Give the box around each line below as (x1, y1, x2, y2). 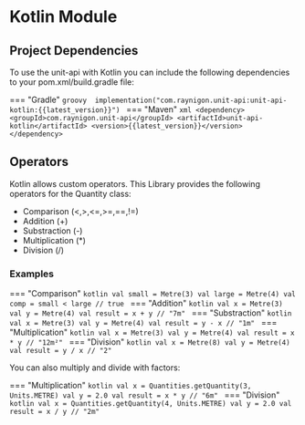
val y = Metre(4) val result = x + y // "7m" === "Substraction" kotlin (9, 307, 292, 318)
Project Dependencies (9, 43, 139, 58)
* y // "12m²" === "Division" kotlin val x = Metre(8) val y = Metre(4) (9, 337, 290, 347)
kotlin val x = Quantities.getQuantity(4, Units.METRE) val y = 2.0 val (9, 399, 292, 409)
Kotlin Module (9, 6, 118, 27)
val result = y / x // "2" (9, 347, 112, 356)
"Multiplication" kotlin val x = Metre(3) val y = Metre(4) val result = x (9, 327, 295, 338)
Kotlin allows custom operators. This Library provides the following (9, 178, 260, 189)
